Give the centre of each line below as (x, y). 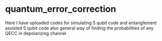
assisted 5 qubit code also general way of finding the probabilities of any (79, 28)
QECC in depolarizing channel (36, 33)
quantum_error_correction (61, 9)
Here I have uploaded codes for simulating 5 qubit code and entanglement (81, 23)
